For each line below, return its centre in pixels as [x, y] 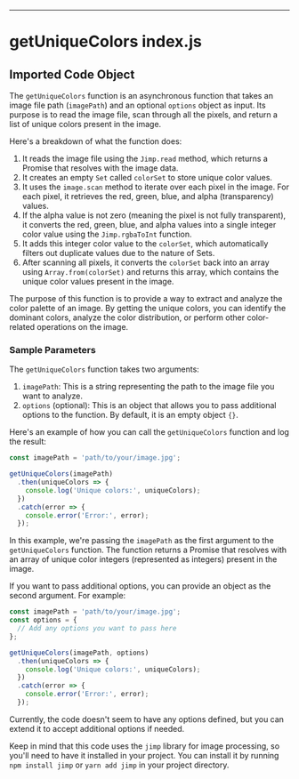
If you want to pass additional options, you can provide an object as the [140, 586]
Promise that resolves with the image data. [100, 168]
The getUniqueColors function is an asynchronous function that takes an [141, 96]
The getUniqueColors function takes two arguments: [105, 369]
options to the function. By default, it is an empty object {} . [130, 415]
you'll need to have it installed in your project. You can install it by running [144, 755]
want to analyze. [52, 396]
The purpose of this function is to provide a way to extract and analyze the [146, 298]
